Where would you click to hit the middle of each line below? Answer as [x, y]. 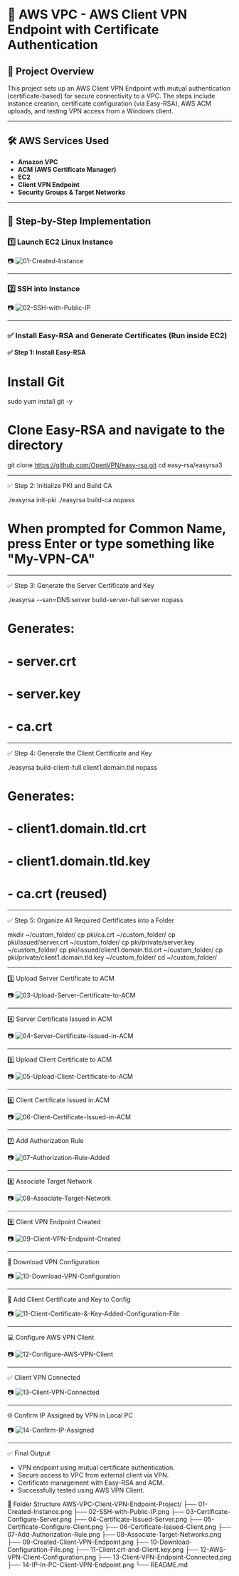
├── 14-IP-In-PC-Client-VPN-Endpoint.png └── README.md [98, 1565]
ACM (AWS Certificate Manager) [67, 169]
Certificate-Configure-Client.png [55, 1527]
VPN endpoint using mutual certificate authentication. [96, 1468]
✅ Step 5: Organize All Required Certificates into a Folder [91, 920]
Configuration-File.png [41, 1550]
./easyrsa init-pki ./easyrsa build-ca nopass [71, 500]
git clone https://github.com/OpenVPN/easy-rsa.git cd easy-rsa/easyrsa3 [115, 465]
